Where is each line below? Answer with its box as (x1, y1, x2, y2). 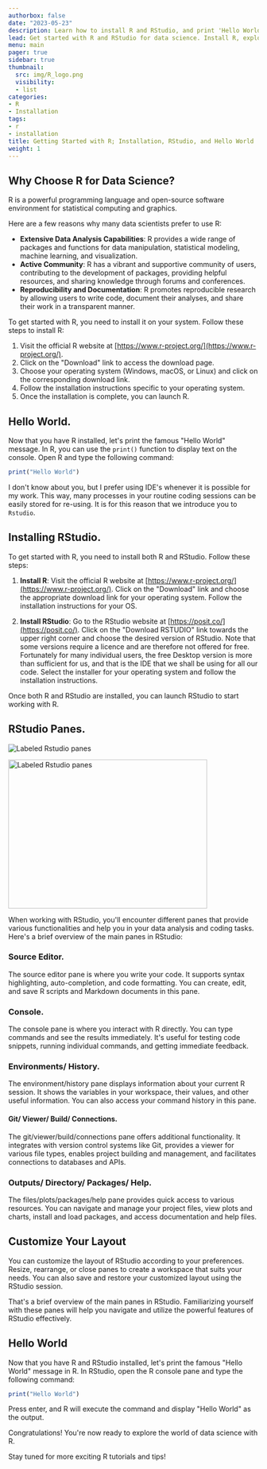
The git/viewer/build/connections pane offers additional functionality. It (8, 1131, 241, 1141)
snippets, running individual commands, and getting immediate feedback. (8, 1042, 249, 1051)
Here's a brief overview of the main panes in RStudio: (8, 931, 183, 941)
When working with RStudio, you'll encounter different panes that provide (8, 914, 249, 924)
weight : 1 (8, 145, 41, 153)
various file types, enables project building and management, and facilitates (8, 1149, 257, 1158)
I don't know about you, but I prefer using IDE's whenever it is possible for (8, 482, 250, 492)
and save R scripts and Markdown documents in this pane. (8, 986, 200, 995)
